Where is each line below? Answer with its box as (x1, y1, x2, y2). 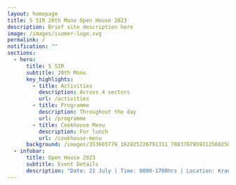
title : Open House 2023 (25, 154, 96, 162)
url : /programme (38, 115, 86, 122)
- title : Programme (32, 102, 90, 109)
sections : (7, 50, 37, 57)
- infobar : (13, 148, 46, 155)
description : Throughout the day (38, 108, 137, 115)
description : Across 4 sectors (38, 89, 131, 96)
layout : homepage (7, 10, 58, 18)
